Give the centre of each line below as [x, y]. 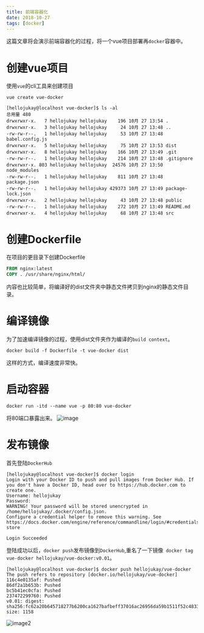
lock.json [19, 194]
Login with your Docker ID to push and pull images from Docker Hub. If [100, 480]
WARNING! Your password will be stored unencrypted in [77, 506]
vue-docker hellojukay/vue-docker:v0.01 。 [61, 558]
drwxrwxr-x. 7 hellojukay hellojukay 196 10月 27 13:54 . [87, 121]
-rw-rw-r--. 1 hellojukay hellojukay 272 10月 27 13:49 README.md [98, 207]
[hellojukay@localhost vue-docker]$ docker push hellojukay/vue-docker [99, 569]
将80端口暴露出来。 [31, 418]
